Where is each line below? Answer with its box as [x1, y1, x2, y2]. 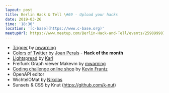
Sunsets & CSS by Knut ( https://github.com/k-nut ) [12, 82, 117, 88]
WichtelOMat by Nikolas [12, 76, 63, 82]
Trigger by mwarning [12, 45, 56, 50]
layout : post [5, 7, 33, 13]
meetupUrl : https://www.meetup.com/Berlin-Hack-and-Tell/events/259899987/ [5, 31, 167, 36]
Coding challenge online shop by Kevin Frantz [12, 66, 108, 72]
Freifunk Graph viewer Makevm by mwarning [12, 61, 106, 66]
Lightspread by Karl [12, 55, 54, 61]
